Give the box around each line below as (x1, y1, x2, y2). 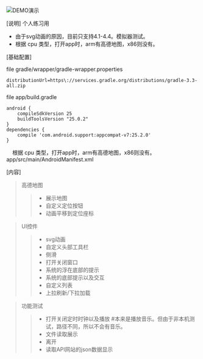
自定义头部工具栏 (45, 243, 89, 250)
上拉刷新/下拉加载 (45, 289, 91, 296)
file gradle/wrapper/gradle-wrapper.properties (6, 65, 123, 73)
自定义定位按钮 (45, 202, 84, 209)
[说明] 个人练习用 (6, 20, 50, 27)
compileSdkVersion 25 (17, 111, 72, 117)
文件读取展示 (45, 330, 78, 338)
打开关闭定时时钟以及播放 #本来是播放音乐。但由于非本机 (45, 315, 190, 322)
